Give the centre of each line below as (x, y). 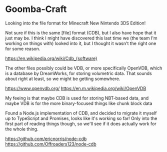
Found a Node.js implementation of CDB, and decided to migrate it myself (81, 113)
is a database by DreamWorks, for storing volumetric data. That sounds (78, 73)
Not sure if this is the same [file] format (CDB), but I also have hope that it (81, 32)
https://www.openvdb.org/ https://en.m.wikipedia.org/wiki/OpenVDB (76, 88)
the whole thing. (22, 129)
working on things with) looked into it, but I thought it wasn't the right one (81, 43)
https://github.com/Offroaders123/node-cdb (51, 144)
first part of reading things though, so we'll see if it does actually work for (81, 123)
